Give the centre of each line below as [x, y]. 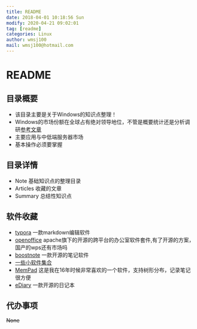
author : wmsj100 [26, 40]
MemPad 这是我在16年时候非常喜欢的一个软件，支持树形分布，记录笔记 [103, 270]
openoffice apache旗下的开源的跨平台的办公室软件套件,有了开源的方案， [104, 240]
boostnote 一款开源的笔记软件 [52, 255]
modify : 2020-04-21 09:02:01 [43, 23]
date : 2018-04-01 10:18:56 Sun [45, 17]
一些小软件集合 [33, 262]
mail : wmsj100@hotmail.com [40, 46]
